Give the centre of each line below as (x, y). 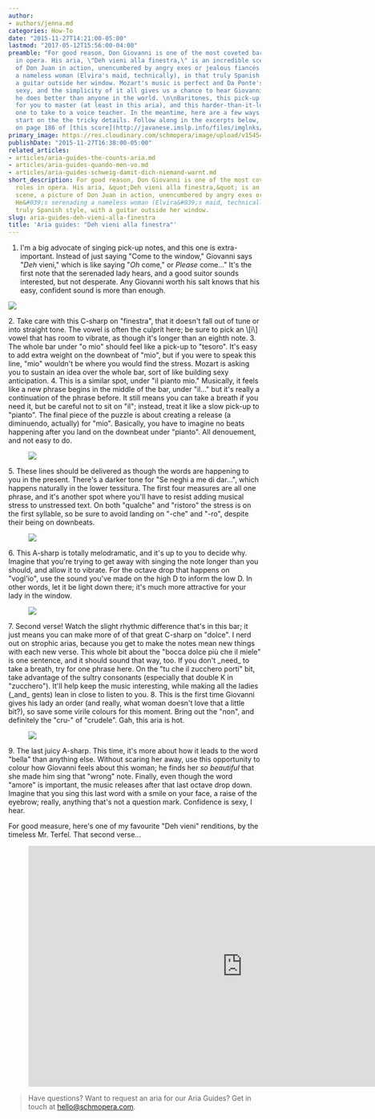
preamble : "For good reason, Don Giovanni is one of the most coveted (129, 53)
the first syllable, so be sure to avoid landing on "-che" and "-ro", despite (129, 514)
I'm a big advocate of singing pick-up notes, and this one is (118, 248)
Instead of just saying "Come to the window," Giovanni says (154, 256)
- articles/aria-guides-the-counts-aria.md (82, 157)
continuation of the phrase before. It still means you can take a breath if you (133, 398)
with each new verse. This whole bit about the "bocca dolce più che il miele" (135, 652)
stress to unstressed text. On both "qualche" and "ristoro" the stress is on (130, 505)
